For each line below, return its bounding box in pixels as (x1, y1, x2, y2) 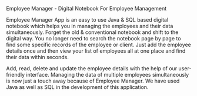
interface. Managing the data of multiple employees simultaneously (26, 71, 189, 78)
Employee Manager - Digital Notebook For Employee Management (6, 5, 167, 12)
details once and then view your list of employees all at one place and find (6, 47, 186, 54)
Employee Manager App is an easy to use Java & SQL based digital (6, 16, 169, 23)
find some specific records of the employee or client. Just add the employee (6, 41, 191, 48)
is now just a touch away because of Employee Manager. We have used (6, 77, 180, 84)
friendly (6, 71, 25, 78)
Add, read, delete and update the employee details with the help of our (6, 65, 178, 72)
